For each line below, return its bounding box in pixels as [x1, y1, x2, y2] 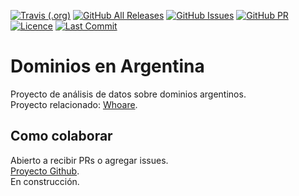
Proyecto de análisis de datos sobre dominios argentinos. [10, 88, 247, 100]
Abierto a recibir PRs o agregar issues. [10, 154, 169, 166]
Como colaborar [10, 128, 113, 145]
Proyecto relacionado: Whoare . [10, 98, 138, 110]
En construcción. [10, 175, 80, 187]
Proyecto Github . [10, 165, 80, 177]
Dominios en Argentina [10, 55, 205, 78]
